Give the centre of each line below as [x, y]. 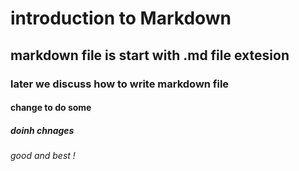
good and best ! [43, 156]
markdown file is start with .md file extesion [150, 55]
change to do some [51, 108]
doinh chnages [42, 130]
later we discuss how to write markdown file [120, 84]
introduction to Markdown [121, 18]
